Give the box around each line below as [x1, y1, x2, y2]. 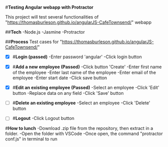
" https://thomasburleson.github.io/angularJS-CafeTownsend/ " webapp [5, 20, 152, 25]
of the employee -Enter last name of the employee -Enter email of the [12, 70, 156, 76]
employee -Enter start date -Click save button [12, 75, 107, 81]
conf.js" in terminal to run [5, 136, 58, 142]
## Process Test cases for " [5, 39, 62, 45]
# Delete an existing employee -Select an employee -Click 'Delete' [12, 100, 150, 106]
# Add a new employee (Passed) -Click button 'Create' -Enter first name [12, 64, 162, 70]
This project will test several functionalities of [5, 14, 99, 20]
